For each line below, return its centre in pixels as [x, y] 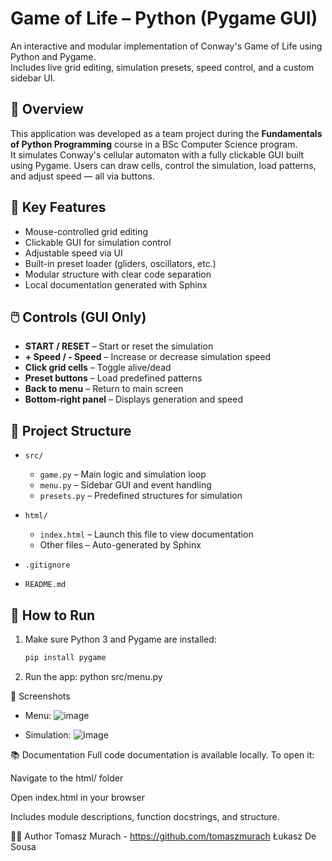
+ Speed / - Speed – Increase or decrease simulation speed [148, 357]
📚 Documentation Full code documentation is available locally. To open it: [162, 754]
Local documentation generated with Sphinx [116, 284]
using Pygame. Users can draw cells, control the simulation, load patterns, [163, 165]
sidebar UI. [33, 78]
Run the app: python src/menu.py [93, 676]
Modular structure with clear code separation [118, 274]
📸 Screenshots [40, 696]
